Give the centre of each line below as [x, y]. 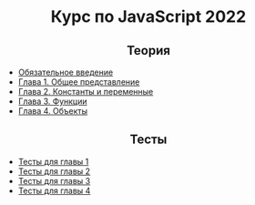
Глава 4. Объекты [53, 111]
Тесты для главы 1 [53, 161]
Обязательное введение [66, 72]
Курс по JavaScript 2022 [148, 17]
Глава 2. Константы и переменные [86, 92]
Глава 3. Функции [53, 101]
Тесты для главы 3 [54, 180]
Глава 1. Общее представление [79, 82]
